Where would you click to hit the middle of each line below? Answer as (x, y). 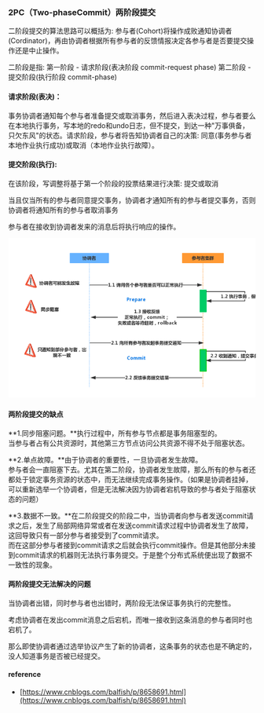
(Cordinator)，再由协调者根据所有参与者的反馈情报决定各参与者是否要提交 (128, 41)
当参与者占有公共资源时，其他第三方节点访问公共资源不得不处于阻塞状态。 (128, 443)
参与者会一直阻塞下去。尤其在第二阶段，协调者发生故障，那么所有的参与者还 (132, 470)
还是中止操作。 (39, 51)
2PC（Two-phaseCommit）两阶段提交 (82, 12)
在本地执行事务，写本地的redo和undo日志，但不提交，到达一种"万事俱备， (129, 125)
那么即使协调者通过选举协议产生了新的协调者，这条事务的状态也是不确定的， (132, 646)
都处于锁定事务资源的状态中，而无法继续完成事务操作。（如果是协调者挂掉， (130, 479)
